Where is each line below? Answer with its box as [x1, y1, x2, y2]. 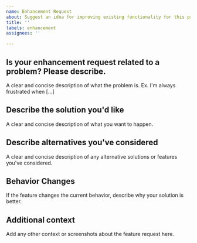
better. [6, 198, 22, 205]
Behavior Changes [6, 176, 75, 186]
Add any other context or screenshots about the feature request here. [6, 231, 175, 238]
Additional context [6, 215, 75, 225]
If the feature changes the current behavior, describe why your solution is [6, 191, 184, 199]
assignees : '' [6, 30, 41, 36]
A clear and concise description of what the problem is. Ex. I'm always [6, 81, 176, 88]
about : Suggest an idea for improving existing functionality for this [6, 14, 185, 20]
